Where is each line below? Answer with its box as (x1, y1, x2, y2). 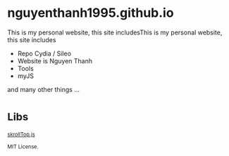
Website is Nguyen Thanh (17, 56, 93, 65)
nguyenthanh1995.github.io (7, 5, 174, 21)
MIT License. (7, 143, 39, 150)
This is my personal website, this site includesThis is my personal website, (7, 28, 223, 37)
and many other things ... (7, 85, 80, 93)
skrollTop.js (7, 131, 35, 138)
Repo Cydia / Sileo (17, 49, 72, 58)
